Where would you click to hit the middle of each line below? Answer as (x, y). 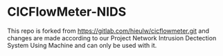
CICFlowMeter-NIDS (67, 12)
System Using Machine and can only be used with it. (82, 45)
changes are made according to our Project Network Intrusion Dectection (112, 38)
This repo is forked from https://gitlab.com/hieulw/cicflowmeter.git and (108, 31)
